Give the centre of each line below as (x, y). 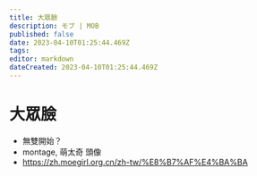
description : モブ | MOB (54, 26)
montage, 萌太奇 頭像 (61, 152)
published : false (42, 34)
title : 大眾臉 (34, 17)
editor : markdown (42, 59)
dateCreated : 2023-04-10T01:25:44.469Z (84, 68)
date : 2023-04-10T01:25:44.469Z (69, 42)
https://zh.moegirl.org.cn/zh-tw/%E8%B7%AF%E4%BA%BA (135, 162)
